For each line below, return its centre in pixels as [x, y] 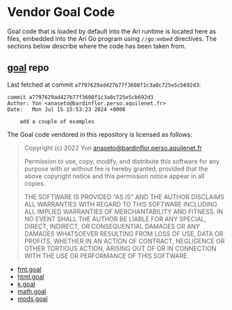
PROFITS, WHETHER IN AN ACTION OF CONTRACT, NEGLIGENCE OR [124, 241]
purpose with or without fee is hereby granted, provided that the [116, 169]
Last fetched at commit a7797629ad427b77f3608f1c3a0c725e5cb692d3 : [104, 85]
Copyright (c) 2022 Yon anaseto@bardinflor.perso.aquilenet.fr [113, 148]
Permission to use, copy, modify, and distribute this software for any [122, 161]
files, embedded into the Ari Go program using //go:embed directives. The [112, 38]
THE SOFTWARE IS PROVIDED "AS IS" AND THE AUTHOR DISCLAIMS [124, 197]
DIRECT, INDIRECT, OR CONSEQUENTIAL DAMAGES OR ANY [112, 226]
